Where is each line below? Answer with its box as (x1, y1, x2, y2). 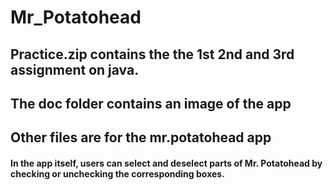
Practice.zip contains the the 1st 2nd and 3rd (10, 46, 295, 63)
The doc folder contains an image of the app (10, 95, 292, 112)
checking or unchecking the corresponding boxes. (10, 167, 225, 180)
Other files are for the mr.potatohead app (10, 129, 272, 146)
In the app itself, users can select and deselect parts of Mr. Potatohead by (10, 157, 323, 169)
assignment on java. (10, 61, 140, 78)
